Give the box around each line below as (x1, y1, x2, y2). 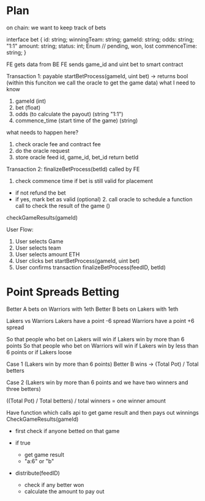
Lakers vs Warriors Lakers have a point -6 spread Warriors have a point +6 (6, 317, 195, 324)
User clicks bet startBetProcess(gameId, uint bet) (15, 257, 140, 264)
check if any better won (24, 481, 84, 488)
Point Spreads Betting (6, 285, 119, 299)
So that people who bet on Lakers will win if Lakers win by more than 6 (6, 335, 185, 343)
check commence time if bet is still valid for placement (15, 177, 153, 184)
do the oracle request (15, 147, 70, 154)
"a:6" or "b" (24, 457, 54, 465)
